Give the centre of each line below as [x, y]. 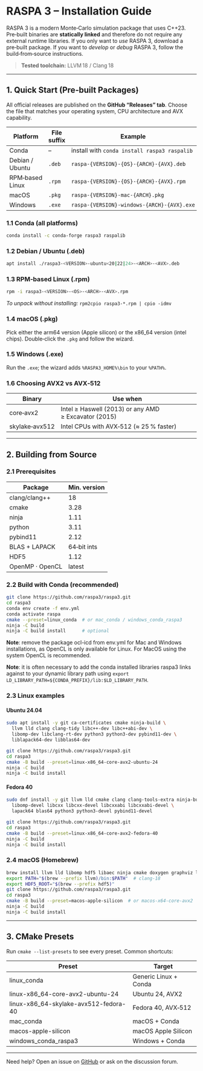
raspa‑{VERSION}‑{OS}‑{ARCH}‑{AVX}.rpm [128, 181]
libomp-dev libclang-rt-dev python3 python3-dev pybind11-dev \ [94, 734]
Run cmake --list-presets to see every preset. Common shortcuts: [90, 951]
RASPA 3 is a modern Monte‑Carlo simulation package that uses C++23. [96, 28]
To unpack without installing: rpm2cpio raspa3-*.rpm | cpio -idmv [89, 303]
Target [163, 966]
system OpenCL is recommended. [49, 655]
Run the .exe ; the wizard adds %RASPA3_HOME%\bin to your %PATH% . [86, 367]
